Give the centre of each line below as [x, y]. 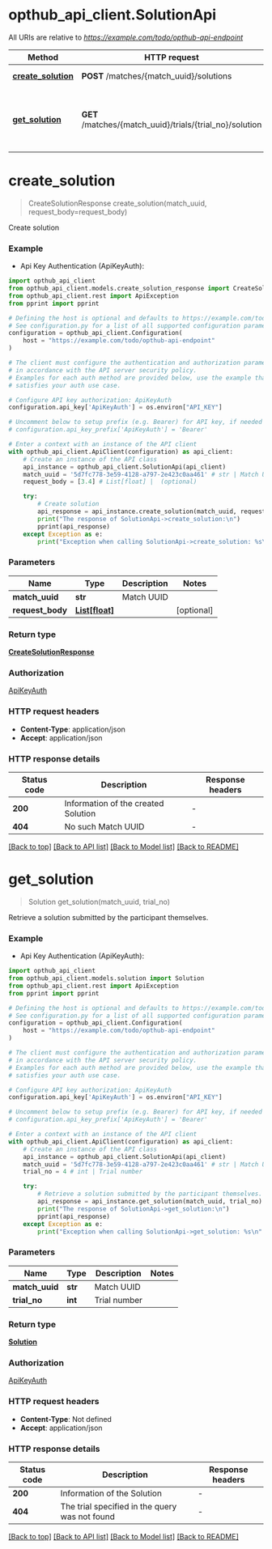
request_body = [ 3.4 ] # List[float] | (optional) [110, 482]
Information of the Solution [111, 1493]
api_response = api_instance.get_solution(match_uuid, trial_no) [150, 1202]
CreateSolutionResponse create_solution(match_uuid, [117, 203]
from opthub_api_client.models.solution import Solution [106, 978]
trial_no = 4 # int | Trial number [83, 1172]
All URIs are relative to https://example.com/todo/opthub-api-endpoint [126, 37]
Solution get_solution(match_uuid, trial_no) [99, 902]
